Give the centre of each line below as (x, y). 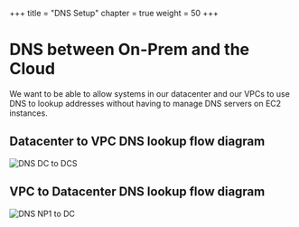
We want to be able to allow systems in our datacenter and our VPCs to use (150, 93)
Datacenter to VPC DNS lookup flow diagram (137, 142)
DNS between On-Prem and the (130, 50)
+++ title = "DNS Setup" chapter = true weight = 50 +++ (114, 13)
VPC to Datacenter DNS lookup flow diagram (137, 192)
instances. (28, 113)
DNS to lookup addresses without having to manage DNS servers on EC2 (145, 103)
